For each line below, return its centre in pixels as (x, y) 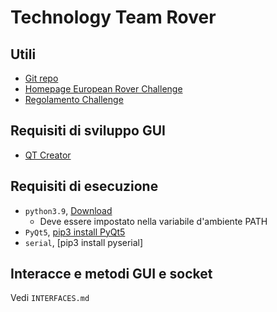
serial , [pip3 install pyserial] (84, 242)
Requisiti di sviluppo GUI (88, 131)
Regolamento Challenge (74, 99)
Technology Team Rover (113, 17)
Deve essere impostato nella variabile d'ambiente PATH (153, 221)
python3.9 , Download (68, 210)
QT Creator (48, 155)
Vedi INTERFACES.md (50, 298)
